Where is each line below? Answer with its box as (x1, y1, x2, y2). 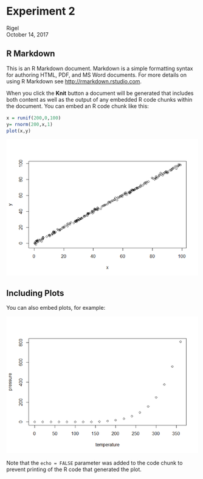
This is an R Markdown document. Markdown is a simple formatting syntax (6, 65, 193, 72)
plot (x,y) (6, 128, 32, 134)
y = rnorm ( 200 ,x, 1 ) (6, 121, 53, 127)
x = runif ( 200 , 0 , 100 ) (6, 114, 61, 121)
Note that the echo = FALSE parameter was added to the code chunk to (6, 460, 183, 467)
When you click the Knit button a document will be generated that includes (6, 89, 194, 97)
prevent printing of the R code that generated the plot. (6, 466, 142, 473)
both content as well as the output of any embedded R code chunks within (6, 96, 193, 103)
